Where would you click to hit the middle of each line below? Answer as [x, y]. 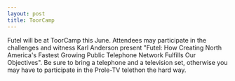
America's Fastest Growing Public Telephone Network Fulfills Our [102, 55]
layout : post [26, 14]
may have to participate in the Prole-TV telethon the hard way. [97, 70]
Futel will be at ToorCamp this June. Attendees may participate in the [107, 40]
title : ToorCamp [31, 20]
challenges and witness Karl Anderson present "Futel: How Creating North [115, 47]
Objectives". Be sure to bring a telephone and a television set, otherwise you [117, 62]
